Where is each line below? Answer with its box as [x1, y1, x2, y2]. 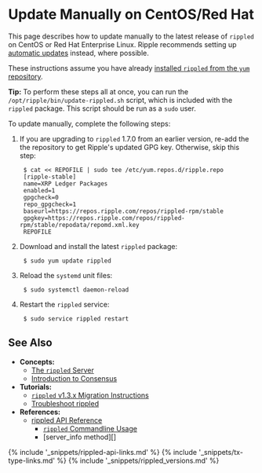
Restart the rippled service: [19, 299, 110, 309]
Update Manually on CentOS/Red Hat [8, 5, 255, 24]
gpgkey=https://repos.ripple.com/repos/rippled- [23, 214, 186, 222]
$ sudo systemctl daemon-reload [23, 285, 129, 294]
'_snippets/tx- [198, 447, 243, 456]
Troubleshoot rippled [31, 398, 100, 408]
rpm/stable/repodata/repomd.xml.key [19, 221, 140, 229]
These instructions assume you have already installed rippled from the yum [8, 63, 250, 72]
